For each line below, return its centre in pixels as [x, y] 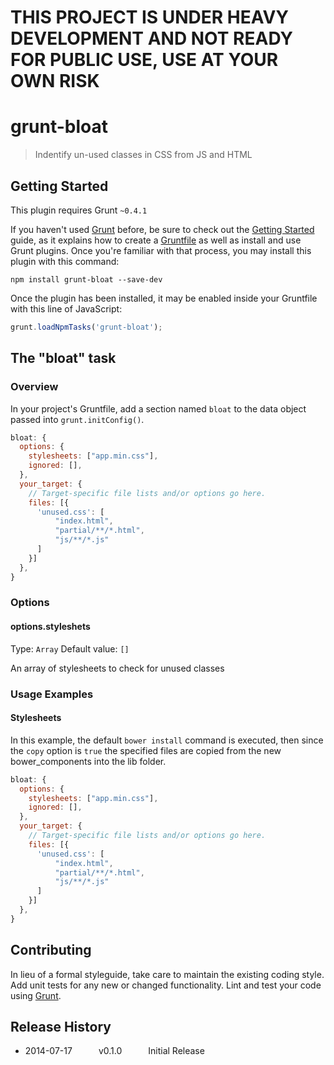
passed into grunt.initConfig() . [77, 419]
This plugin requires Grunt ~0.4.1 [79, 210]
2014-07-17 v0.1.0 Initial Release [114, 1051]
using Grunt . [36, 995]
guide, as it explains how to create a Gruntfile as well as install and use [156, 240]
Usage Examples [52, 694]
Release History [61, 1026]
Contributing [51, 950]
